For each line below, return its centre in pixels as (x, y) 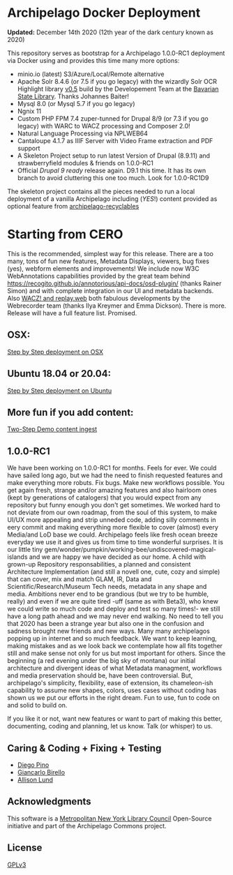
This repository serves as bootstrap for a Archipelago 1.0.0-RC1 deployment (116, 53)
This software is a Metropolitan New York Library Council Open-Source (110, 818)
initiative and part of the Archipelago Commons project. (87, 825)
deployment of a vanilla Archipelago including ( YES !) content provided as (112, 199)
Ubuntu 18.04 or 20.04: (59, 374)
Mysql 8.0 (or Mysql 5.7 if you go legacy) (76, 103)
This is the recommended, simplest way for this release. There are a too (111, 253)
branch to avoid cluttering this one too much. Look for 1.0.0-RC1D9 (113, 178)
